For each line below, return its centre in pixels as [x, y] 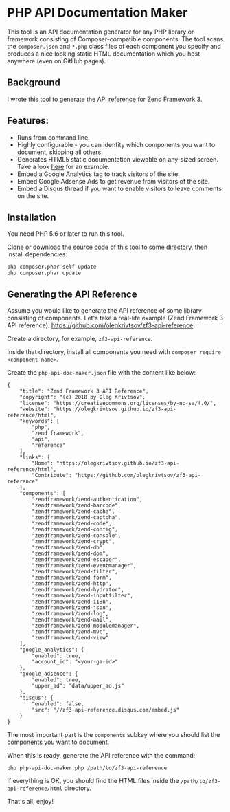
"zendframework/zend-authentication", [87, 500]
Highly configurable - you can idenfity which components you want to [116, 144]
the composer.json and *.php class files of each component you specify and [114, 46]
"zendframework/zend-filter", [75, 572]
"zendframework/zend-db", [69, 548]
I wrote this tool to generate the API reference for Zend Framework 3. [105, 99]
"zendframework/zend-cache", [73, 512]
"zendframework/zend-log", [70, 614]
